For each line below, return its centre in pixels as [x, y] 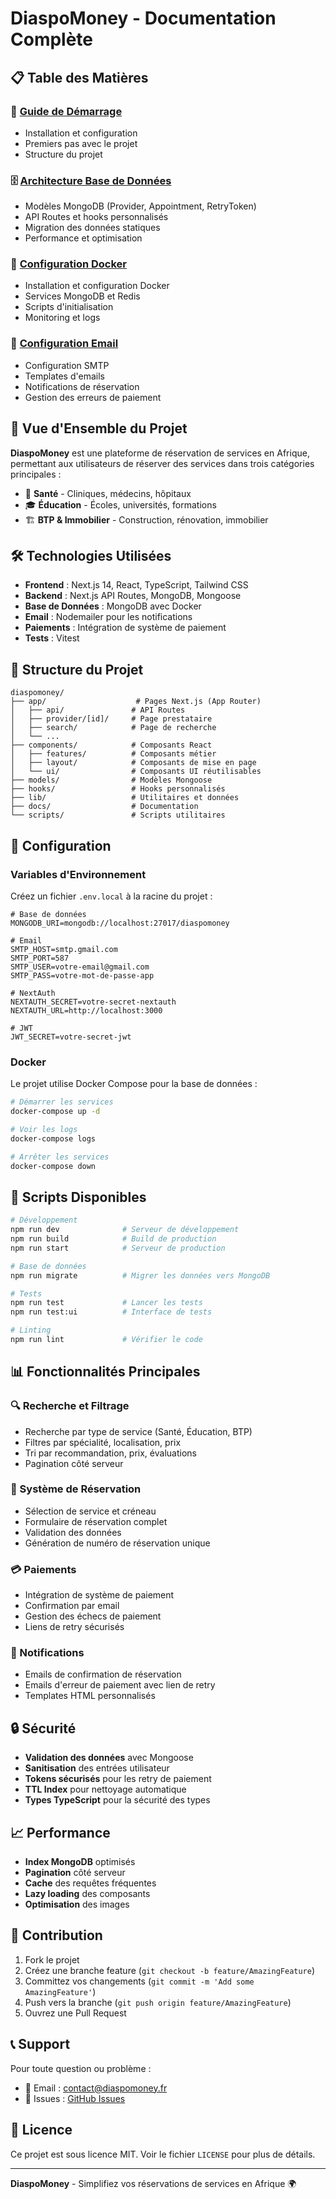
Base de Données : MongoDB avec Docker [113, 606]
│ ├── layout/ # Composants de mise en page [133, 763]
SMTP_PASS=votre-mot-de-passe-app [82, 975]
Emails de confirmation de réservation [103, 1674]
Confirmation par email [72, 1606]
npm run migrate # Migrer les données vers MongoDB [140, 1275]
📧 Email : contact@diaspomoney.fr [96, 2088]
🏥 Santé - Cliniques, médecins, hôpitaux [108, 493]
